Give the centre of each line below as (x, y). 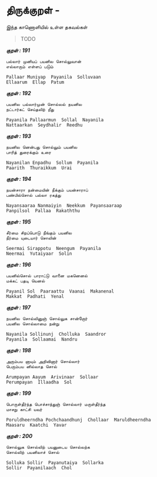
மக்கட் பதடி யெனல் (26, 281)
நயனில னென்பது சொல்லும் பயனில (42, 147)
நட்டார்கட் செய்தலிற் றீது (30, 109)
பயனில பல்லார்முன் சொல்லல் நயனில (44, 104)
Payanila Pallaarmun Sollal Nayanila (55, 120)
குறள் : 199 (19, 393)
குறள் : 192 (19, 93)
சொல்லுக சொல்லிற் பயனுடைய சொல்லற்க (48, 447)
